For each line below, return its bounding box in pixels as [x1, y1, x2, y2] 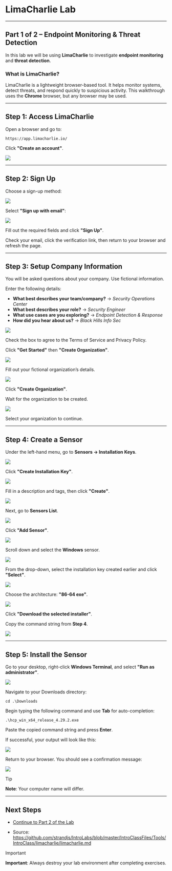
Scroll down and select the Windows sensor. [5, 547, 100, 553]
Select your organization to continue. [5, 416, 83, 422]
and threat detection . [5, 57, 51, 64]
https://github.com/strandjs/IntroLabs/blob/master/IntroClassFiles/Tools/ [12, 834, 166, 840]
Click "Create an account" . [5, 145, 64, 151]
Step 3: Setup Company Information [5, 262, 123, 271]
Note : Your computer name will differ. [5, 786, 84, 792]
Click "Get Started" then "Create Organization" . [5, 347, 109, 353]
